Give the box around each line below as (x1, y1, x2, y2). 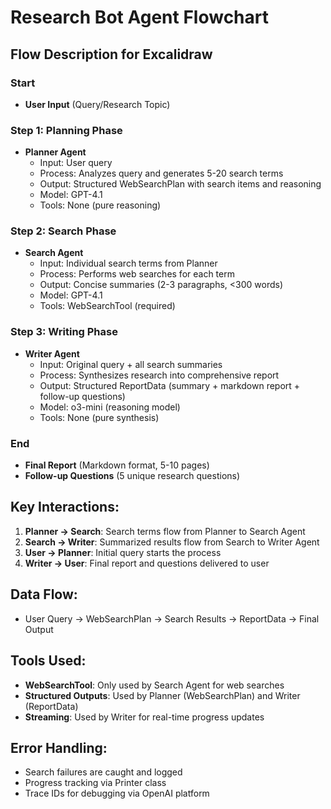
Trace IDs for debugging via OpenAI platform (24, 787, 210, 800)
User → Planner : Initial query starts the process (24, 546, 222, 558)
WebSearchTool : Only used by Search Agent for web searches (24, 679, 285, 691)
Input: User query (39, 157, 113, 169)
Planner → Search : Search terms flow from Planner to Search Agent (24, 525, 306, 537)
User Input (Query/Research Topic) (24, 98, 171, 110)
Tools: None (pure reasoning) (39, 199, 162, 211)
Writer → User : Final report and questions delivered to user (24, 557, 270, 569)
